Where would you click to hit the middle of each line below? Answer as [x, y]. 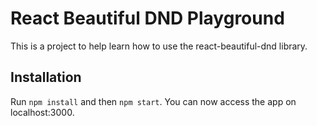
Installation [46, 77]
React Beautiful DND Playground [147, 18]
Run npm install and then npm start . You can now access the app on [153, 101]
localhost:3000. [42, 112]
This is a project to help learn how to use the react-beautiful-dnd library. [159, 46]
